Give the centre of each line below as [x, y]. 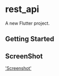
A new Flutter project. [27, 23]
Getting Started [30, 39]
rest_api [22, 9]
